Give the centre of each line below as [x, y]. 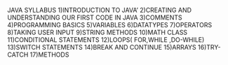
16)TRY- [209, 47]
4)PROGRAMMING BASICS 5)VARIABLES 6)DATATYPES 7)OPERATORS [110, 25]
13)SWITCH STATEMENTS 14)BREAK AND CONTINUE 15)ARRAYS [102, 47]
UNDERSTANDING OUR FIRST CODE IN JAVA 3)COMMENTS [95, 17]
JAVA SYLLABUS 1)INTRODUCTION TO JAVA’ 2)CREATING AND [99, 10]
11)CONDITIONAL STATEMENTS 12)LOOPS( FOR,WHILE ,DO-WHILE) [106, 40]
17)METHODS [49, 55]
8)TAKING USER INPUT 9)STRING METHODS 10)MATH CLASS [98, 32]
